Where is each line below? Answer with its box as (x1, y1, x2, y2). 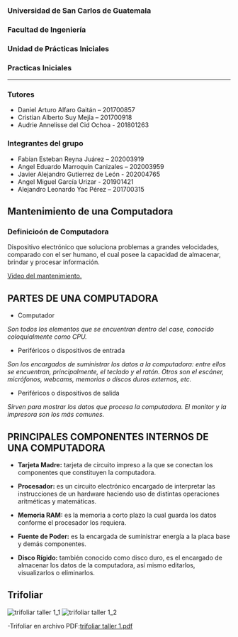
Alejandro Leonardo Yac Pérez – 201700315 (17, 185, 145, 193)
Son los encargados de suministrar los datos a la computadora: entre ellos (7, 360, 227, 369)
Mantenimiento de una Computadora (7, 205, 174, 218)
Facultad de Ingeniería (7, 24, 86, 34)
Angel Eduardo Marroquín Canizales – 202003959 (17, 162, 164, 170)
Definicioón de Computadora (7, 227, 109, 236)
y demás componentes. (17, 539, 87, 548)
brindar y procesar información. (7, 258, 101, 266)
